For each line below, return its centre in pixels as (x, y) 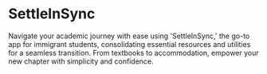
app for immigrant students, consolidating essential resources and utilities (130, 44)
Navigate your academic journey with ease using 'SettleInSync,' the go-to (129, 36)
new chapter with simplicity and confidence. (81, 61)
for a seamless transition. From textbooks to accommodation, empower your (133, 53)
